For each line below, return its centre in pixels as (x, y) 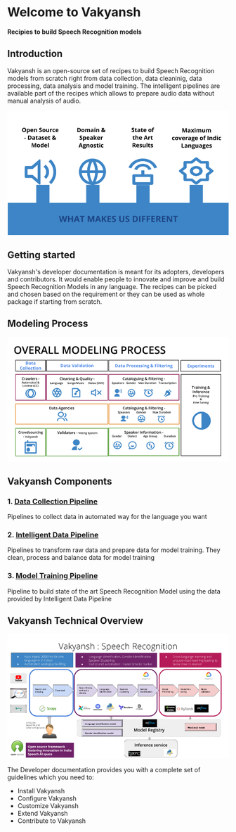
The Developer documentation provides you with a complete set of (104, 769)
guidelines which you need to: (51, 777)
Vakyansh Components (60, 481)
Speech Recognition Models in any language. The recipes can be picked (112, 287)
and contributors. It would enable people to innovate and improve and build (116, 279)
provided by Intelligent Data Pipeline (60, 599)
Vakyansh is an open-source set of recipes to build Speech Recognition (111, 70)
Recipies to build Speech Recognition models (74, 32)
